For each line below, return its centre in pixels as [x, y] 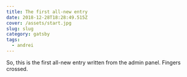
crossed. [17, 69]
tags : [13, 40]
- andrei [23, 46]
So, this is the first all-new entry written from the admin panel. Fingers [93, 62]
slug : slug [20, 29]
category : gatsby [28, 34]
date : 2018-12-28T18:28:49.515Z [47, 17]
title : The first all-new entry [47, 12]
